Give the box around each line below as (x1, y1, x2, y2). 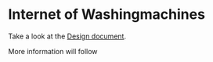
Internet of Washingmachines (8, 5, 206, 24)
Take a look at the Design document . (8, 31, 127, 41)
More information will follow (8, 46, 98, 56)
